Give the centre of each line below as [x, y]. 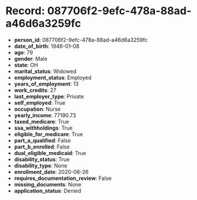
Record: [25, 11]
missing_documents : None [48, 184]
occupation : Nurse [37, 109]
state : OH [26, 65]
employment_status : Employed [53, 78]
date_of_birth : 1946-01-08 [47, 46]
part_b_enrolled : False [42, 147]
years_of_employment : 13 [46, 83]
